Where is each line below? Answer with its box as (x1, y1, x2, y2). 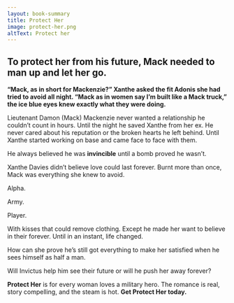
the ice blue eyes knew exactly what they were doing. (7, 100, 166, 108)
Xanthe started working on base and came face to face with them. (7, 136, 198, 144)
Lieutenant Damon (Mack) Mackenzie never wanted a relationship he (7, 113, 205, 122)
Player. (7, 211, 27, 220)
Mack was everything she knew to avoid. (7, 171, 125, 179)
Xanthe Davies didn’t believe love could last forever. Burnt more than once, (7, 163, 222, 171)
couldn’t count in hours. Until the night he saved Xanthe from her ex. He (7, 121, 214, 129)
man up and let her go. (7, 66, 107, 78)
